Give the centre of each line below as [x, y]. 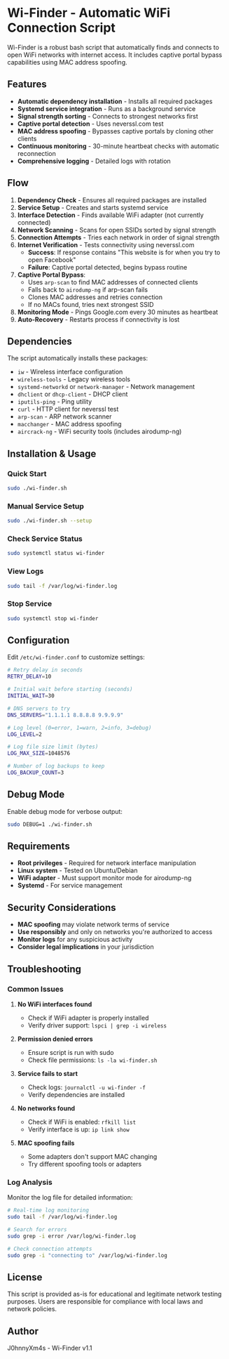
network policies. [32, 1309]
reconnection [36, 153]
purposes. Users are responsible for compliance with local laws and [105, 1301]
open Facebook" [52, 260]
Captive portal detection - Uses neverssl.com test [90, 124]
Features [27, 85]
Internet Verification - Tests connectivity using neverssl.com [106, 244]
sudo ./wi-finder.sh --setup [50, 521]
